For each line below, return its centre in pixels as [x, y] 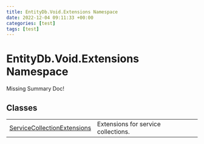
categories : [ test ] [31, 23]
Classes [22, 108]
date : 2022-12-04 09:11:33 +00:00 [50, 18]
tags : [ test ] [23, 29]
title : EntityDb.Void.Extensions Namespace [62, 12]
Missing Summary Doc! [36, 89]
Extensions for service [129, 124]
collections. [114, 132]
